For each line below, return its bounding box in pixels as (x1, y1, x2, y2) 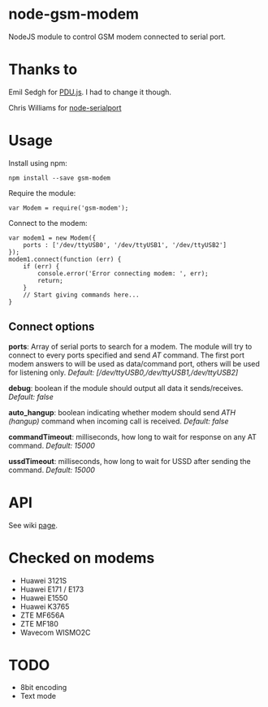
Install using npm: (8, 158, 67, 167)
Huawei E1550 (19, 592, 68, 602)
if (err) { (23, 262, 60, 271)
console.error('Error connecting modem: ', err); (37, 269, 209, 277)
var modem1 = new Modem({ (8, 233, 96, 242)
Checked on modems (8, 549, 155, 567)
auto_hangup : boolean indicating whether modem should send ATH (8, 407, 236, 417)
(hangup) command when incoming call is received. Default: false (8, 416, 229, 426)
